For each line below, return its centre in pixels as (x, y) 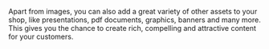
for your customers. (41, 36)
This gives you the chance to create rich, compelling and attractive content (132, 28)
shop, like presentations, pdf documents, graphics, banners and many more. (134, 20)
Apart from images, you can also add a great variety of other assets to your (133, 11)
